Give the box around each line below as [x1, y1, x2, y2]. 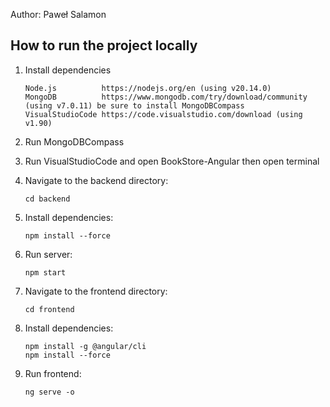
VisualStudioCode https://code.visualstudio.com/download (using [24, 109, 303, 119]
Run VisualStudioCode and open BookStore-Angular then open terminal [24, 155, 320, 167]
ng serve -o [24, 387, 75, 397]
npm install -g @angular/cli [24, 341, 147, 351]
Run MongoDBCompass [24, 135, 125, 148]
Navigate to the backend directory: [24, 174, 169, 186]
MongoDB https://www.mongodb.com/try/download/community [24, 92, 308, 102]
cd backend [24, 194, 71, 204]
